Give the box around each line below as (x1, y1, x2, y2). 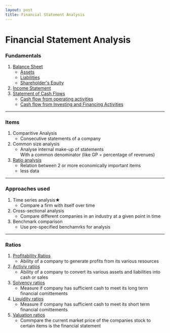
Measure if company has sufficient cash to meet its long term (20, 285, 148, 291)
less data (20, 168, 39, 174)
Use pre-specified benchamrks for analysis (20, 224, 111, 230)
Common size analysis (12, 141, 60, 147)
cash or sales (20, 274, 48, 280)
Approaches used (5, 186, 50, 193)
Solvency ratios (12, 279, 46, 285)
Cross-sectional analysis (12, 207, 64, 213)
